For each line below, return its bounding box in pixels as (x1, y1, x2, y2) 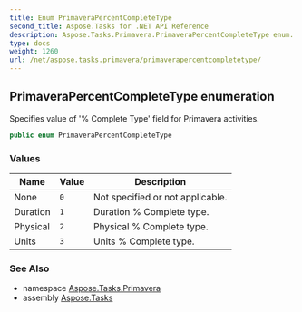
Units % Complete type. (93, 235, 195, 248)
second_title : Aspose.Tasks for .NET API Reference (9, 22, 209, 31)
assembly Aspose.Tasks (22, 292, 113, 304)
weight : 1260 (9, 47, 59, 56)
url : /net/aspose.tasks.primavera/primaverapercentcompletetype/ (9, 55, 261, 64)
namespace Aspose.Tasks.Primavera (22, 283, 161, 294)
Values (9, 151, 41, 164)
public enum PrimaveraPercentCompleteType (9, 131, 172, 140)
